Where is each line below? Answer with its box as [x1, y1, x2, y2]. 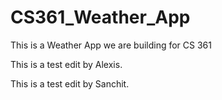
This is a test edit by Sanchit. [10, 77, 130, 90]
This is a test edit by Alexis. [10, 58, 123, 70]
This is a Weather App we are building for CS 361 [10, 39, 212, 51]
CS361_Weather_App [10, 6, 191, 29]
